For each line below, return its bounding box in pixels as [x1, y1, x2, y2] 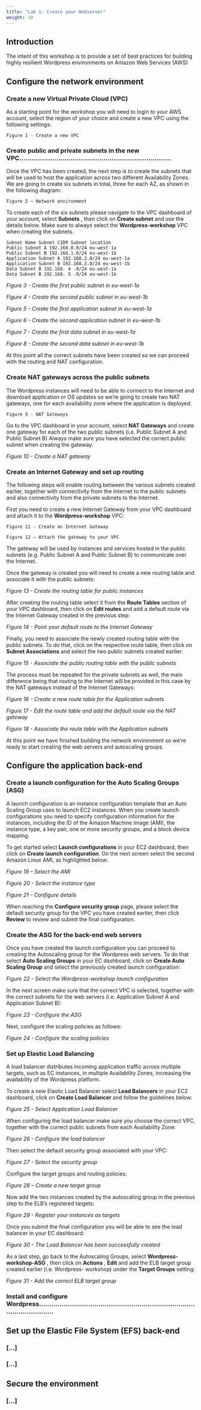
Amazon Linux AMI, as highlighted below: [6, 856, 109, 863]
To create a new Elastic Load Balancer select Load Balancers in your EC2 [6, 1088, 188, 1095]
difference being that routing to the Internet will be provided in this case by [6, 677, 191, 684]
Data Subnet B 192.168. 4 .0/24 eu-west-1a [6, 266, 117, 272]
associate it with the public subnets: [6, 575, 95, 583]
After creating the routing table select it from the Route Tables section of [6, 599, 187, 606]
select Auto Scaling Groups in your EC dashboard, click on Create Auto [6, 957, 185, 964]
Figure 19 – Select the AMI [6, 868, 71, 875]
